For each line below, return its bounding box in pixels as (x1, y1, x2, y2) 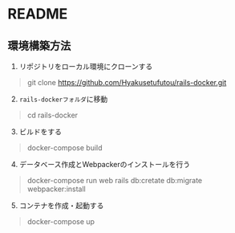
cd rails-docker (26, 110, 78, 120)
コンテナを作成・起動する (18, 201, 104, 210)
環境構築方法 (7, 39, 71, 52)
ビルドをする (18, 127, 62, 137)
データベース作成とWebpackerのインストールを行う (18, 160, 191, 169)
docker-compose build (26, 143, 103, 153)
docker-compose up (26, 217, 95, 226)
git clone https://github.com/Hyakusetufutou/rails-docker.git (26, 78, 227, 87)
